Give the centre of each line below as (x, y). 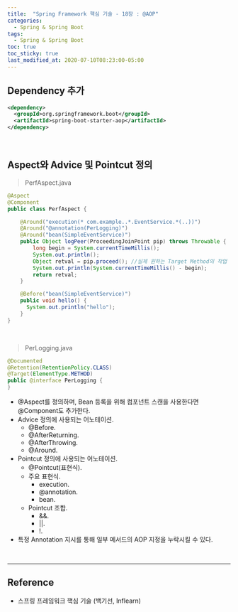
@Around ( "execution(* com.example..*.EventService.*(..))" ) (110, 222)
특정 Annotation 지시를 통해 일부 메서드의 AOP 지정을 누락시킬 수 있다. (115, 539)
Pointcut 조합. (48, 508)
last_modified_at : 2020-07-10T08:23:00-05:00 (75, 60)
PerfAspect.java (48, 183)
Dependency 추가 (46, 91)
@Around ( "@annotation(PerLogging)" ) (74, 228)
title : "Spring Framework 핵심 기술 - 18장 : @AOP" (83, 14)
